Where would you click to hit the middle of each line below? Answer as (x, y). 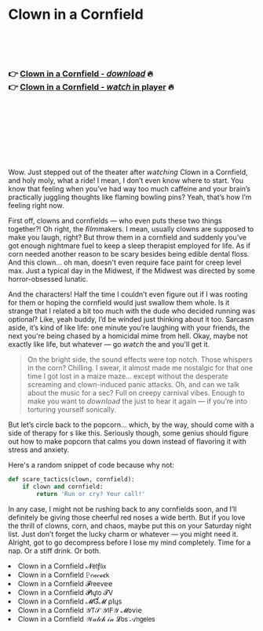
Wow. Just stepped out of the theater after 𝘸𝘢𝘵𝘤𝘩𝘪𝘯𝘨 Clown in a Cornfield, (128, 172)
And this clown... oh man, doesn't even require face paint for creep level (125, 263)
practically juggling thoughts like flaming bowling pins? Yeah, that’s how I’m (130, 197)
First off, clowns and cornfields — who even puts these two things (115, 221)
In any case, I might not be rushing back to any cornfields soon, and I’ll (122, 509)
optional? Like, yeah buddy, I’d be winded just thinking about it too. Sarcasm (131, 319)
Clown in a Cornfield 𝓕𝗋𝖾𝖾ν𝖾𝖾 (66, 583)
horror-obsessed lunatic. (48, 279)
